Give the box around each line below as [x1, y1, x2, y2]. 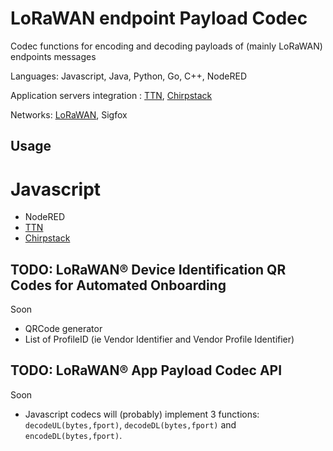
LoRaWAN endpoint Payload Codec [10, 7, 308, 30]
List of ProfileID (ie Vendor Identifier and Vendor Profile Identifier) [24, 333, 295, 346]
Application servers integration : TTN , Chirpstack [10, 89, 213, 101]
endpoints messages [10, 50, 97, 62]
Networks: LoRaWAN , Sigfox [10, 108, 128, 121]
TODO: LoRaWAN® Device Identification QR [10, 261, 287, 278]
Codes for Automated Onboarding [10, 277, 227, 294]
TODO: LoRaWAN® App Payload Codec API [10, 362, 283, 379]
